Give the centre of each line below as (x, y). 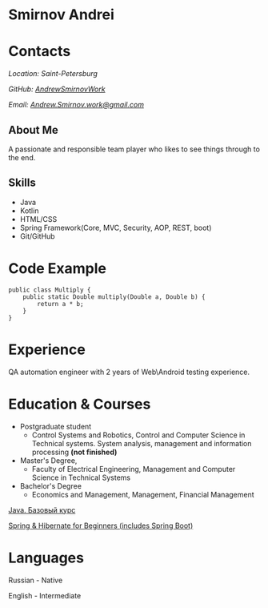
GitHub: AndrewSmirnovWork (57, 89)
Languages (46, 558)
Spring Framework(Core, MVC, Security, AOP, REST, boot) (116, 227)
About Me (33, 130)
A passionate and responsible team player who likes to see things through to (134, 149)
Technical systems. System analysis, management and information (142, 443)
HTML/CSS (38, 219)
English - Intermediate (45, 595)
